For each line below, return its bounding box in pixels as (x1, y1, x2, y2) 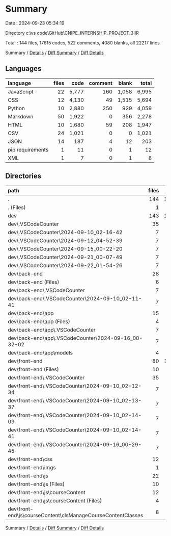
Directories (5, 172, 42, 181)
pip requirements (8, 146, 49, 153)
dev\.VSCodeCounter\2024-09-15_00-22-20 (8, 245, 123, 252)
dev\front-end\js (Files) (8, 480, 65, 488)
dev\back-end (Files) (8, 278, 60, 286)
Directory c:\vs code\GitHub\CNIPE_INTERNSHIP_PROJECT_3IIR (5, 30, 139, 36)
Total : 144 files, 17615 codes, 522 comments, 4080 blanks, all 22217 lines (5, 39, 160, 46)
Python (8, 105, 25, 112)
